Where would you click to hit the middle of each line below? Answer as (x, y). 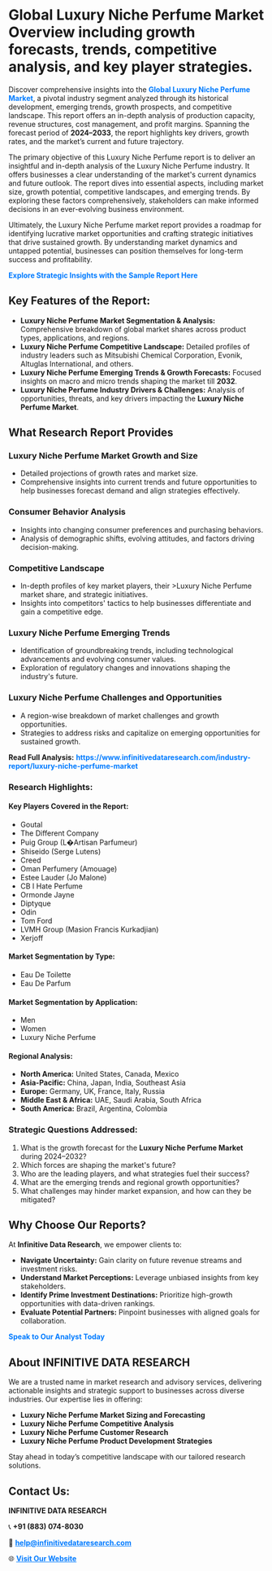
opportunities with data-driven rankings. (88, 1304)
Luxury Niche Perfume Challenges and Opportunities (115, 698)
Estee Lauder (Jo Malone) (63, 877)
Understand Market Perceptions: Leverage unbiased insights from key (139, 1278)
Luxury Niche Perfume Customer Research (94, 1433)
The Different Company (59, 833)
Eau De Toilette (45, 974)
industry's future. (49, 677)
